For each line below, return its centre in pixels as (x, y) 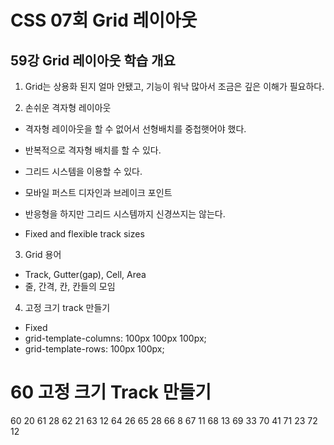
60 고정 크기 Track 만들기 (111, 392)
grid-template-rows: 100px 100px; (94, 349)
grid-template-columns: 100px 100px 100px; (115, 338)
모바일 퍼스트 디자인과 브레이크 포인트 (98, 192)
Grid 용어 (43, 254)
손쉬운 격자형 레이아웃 (68, 107)
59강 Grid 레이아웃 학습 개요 (93, 60)
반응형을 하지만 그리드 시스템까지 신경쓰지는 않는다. (125, 214)
